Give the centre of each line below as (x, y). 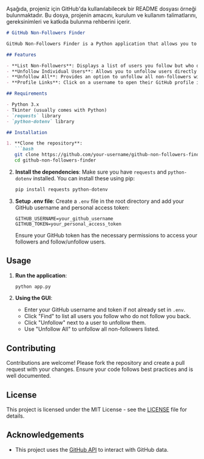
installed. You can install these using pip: (84, 178)
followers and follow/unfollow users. (60, 242)
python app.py (33, 287)
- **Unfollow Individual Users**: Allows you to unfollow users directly (102, 71)
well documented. (29, 376)
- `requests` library (34, 116)
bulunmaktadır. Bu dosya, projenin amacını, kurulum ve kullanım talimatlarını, (102, 15)
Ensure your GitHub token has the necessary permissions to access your (106, 235)
